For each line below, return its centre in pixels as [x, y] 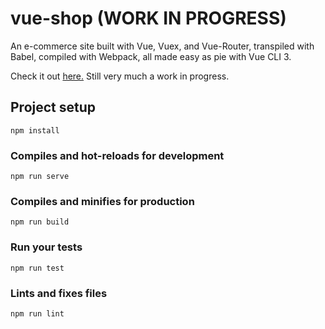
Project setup [53, 107]
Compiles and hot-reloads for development [117, 155]
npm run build [40, 222]
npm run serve [40, 177]
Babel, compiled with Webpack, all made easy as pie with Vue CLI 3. [151, 56]
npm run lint [37, 313]
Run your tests [46, 247]
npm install [35, 130]
